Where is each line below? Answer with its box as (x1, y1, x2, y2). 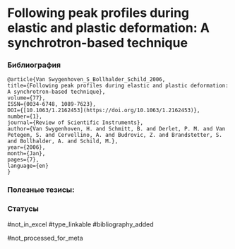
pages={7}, (7, 157, 40, 164)
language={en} (7, 162, 49, 170)
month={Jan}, (7, 150, 46, 157)
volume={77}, (7, 95, 46, 102)
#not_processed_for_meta (7, 233, 83, 242)
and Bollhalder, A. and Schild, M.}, (7, 138, 119, 145)
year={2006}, (7, 144, 46, 151)
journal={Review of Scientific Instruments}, (7, 119, 143, 126)
